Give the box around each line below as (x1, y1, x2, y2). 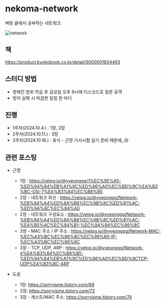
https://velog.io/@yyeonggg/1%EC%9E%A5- (29, 178, 121, 184)
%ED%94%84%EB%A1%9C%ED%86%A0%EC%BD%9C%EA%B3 (19, 183, 158, 189)
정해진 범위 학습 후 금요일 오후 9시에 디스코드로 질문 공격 (12, 89, 122, 95)
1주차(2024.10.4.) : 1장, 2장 (12, 125, 65, 131)
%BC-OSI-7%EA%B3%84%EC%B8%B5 (19, 189, 103, 195)
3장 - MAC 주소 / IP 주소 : (19, 228, 70, 234)
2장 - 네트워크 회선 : (19, 194, 59, 201)
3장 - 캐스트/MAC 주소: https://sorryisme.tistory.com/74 (19, 294, 132, 300)
